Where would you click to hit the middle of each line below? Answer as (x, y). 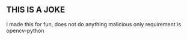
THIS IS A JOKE (35, 10)
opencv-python (25, 30)
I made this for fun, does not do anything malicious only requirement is (94, 24)
